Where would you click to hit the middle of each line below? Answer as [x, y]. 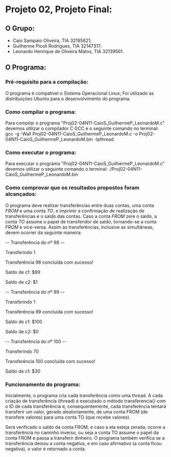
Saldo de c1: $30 [23, 371]
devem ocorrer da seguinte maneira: [44, 232]
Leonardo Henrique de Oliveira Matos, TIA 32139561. [68, 51]
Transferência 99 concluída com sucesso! [49, 312]
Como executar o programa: [41, 152]
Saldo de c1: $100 [24, 322]
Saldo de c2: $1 [21, 282]
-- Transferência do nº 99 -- [35, 292]
